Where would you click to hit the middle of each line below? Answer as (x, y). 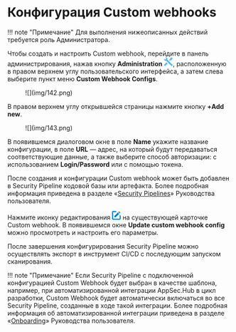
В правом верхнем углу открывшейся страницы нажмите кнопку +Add (116, 106)
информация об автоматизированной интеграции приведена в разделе (116, 313)
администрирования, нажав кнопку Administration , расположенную (117, 63)
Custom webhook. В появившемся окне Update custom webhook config (116, 224)
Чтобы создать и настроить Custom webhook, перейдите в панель (108, 53)
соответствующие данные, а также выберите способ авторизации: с (112, 157)
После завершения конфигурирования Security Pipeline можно (103, 246)
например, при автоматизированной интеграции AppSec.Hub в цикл (112, 290)
